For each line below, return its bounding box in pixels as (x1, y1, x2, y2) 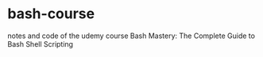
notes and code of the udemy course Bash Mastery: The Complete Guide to (7, 31, 256, 40)
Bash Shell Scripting (7, 39, 73, 48)
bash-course (7, 5, 95, 23)
